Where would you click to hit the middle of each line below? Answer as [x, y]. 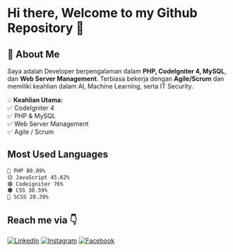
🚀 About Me [34, 54]
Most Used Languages [58, 155]
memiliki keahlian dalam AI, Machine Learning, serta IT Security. [100, 86]
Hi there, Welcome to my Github [102, 13]
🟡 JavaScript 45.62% [38, 177]
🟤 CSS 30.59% [28, 190]
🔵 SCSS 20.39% [28, 197]
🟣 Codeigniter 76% [35, 184]
